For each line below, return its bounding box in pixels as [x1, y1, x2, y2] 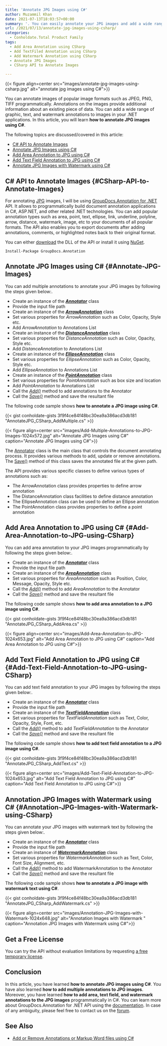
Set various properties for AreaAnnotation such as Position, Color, [12, 575, 148, 581]
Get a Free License [5, 935, 64, 944]
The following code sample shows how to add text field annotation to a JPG [5, 740, 162, 746]
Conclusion [5, 968, 42, 976]
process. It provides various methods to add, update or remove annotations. [5, 453, 161, 459]
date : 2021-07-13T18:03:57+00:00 [5, 16, 75, 21]
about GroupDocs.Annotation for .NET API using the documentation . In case [5, 1002, 161, 1008]
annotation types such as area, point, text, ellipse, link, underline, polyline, [5, 213, 157, 219]
